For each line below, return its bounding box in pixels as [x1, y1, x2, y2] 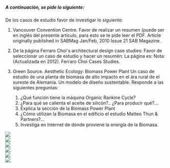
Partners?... [20, 116, 45, 122]
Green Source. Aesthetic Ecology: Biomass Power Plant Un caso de [12, 68, 155, 74]
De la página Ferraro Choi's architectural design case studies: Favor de [12, 47, 162, 54]
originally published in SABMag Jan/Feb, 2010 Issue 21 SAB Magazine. [12, 37, 161, 43]
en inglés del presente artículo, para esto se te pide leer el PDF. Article [12, 32, 161, 38]
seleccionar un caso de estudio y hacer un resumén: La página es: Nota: [12, 53, 165, 59]
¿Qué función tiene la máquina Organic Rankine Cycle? [20, 94, 136, 101]
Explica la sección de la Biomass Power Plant [20, 105, 115, 111]
